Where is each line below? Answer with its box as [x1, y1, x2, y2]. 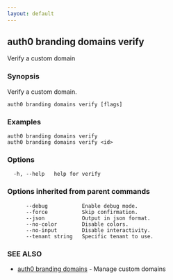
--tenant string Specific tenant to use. [25, 233, 154, 240]
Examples [7, 117, 42, 126]
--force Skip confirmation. [25, 208, 138, 215]
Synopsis [7, 72, 40, 81]
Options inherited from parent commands [7, 187, 151, 197]
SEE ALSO [7, 249, 42, 258]
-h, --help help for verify [13, 171, 101, 178]
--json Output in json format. [25, 215, 151, 222]
